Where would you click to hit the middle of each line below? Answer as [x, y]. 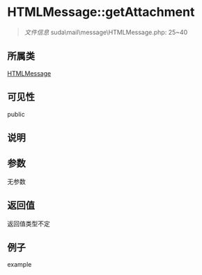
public [16, 114]
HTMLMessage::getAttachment [101, 12]
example [20, 265]
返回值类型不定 [29, 224]
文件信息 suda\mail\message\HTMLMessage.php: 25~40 [106, 32]
